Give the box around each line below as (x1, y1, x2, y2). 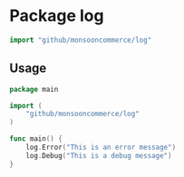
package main (9, 84, 59, 93)
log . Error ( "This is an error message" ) (25, 143, 177, 152)
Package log (9, 5, 104, 26)
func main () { (9, 134, 63, 143)
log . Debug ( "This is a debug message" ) (25, 151, 172, 160)
